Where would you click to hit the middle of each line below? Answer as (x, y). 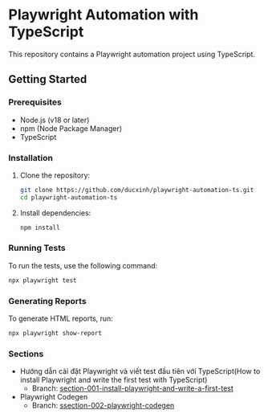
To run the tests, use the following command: (83, 265)
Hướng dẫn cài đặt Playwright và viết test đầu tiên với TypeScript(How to (140, 371)
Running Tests (37, 248)
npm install (40, 227)
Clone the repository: (55, 175)
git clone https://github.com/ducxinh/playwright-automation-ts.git (137, 190)
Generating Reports (47, 301)
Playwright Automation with (104, 15)
